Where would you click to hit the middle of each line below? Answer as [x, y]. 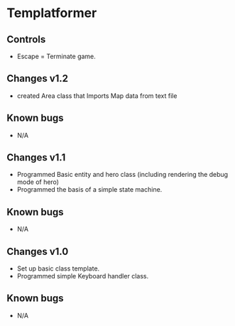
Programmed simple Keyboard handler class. [83, 276]
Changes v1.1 [36, 158]
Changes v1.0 [38, 251]
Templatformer [52, 13]
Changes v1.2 [38, 78]
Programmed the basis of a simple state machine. [89, 190]
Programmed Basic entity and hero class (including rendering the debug [122, 175]
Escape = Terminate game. [56, 56]
